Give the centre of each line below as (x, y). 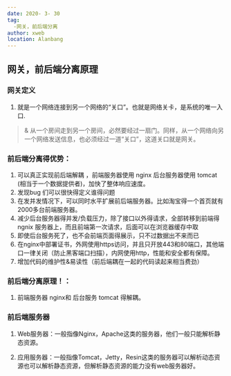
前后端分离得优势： (39, 159)
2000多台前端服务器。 (49, 210)
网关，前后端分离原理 (53, 69)
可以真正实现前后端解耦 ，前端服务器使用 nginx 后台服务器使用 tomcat (117, 175)
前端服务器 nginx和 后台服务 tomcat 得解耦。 (81, 298)
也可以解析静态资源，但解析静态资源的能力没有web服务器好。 (111, 366)
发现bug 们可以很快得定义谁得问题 (66, 193)
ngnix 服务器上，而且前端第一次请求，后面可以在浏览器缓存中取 (108, 227)
